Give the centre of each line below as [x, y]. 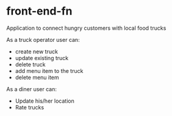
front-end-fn [39, 11]
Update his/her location [45, 101]
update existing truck [42, 58]
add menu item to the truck [49, 70]
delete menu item [37, 77]
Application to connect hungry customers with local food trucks [86, 28]
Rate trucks [30, 107]
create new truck [36, 51]
